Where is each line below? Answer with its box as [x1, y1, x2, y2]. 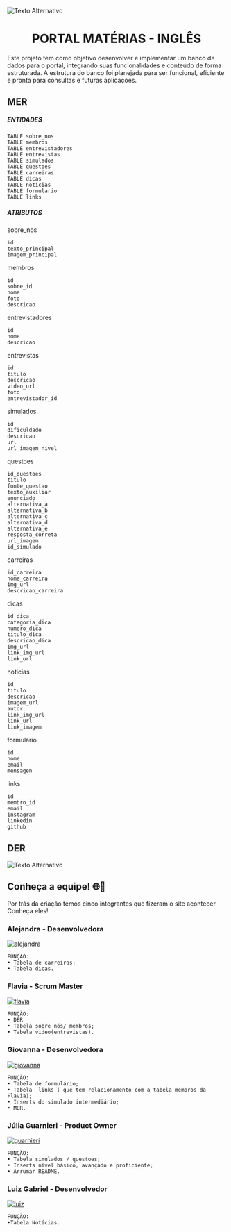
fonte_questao [7, 483, 49, 490]
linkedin [7, 817, 33, 824]
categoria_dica [7, 619, 51, 626]
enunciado [7, 495, 36, 502]
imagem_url [7, 699, 39, 706]
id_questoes [7, 471, 42, 478]
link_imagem [7, 724, 42, 731]
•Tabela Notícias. [7, 1219, 60, 1226]
